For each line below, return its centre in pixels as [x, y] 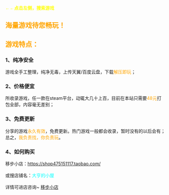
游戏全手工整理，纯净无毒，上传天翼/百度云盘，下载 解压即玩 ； [71, 72]
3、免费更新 [20, 119]
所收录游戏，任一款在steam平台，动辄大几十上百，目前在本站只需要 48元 [81, 98]
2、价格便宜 [20, 86]
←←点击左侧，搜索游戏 [30, 8]
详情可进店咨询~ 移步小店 [32, 187]
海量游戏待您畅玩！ [35, 26]
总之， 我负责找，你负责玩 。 [34, 137]
